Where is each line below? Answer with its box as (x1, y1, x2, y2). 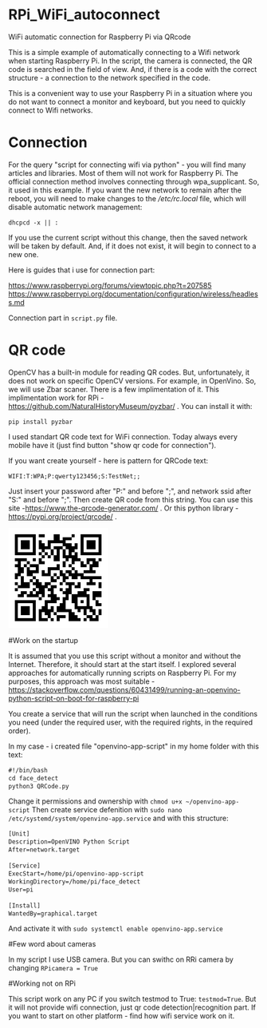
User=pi (8, 885, 34, 894)
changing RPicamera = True (8, 963, 98, 972)
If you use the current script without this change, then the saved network (8, 232, 248, 242)
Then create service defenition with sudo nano (31, 804, 183, 814)
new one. (8, 249, 39, 259)
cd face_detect (8, 774, 59, 782)
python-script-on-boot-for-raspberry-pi (8, 693, 139, 703)
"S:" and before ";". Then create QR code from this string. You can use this (8, 494, 253, 504)
